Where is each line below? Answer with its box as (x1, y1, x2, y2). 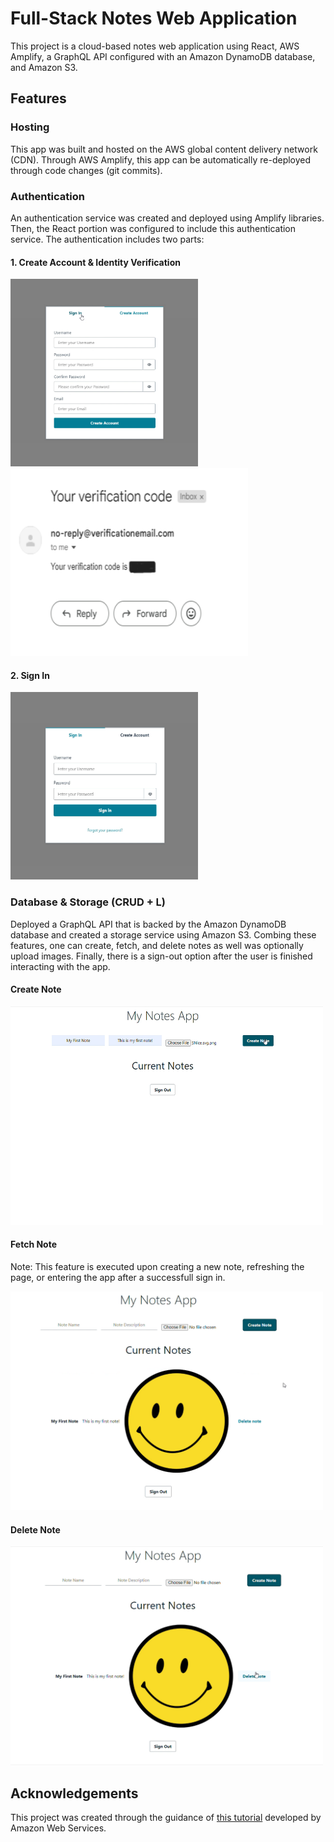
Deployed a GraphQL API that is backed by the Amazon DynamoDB (10, 918, 287, 930)
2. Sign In (10, 669, 50, 681)
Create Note (10, 983, 62, 996)
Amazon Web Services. (10, 1822, 107, 1834)
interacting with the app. (10, 960, 111, 972)
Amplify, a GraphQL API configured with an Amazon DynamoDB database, (10, 50, 316, 62)
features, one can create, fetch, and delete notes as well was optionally (10, 939, 304, 951)
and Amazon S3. (10, 61, 78, 73)
